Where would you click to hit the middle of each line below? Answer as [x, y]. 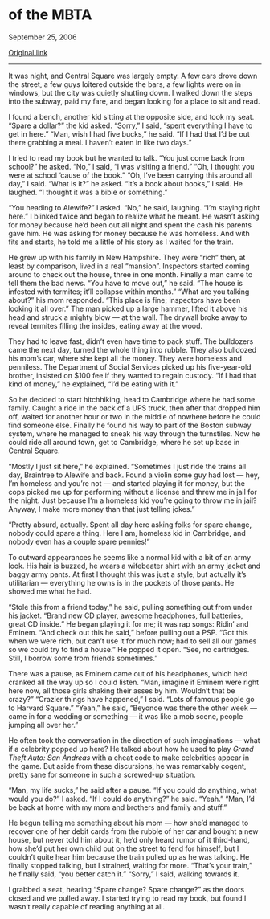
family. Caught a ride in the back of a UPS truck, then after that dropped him [134, 408]
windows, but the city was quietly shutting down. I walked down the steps [131, 92]
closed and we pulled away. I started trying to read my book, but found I [127, 898]
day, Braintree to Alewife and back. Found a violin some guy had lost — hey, [134, 475]
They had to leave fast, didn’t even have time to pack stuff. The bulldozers [131, 341]
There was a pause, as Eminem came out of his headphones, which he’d [128, 673]
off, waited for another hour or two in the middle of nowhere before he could [135, 416]
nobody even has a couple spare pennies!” [79, 541]
